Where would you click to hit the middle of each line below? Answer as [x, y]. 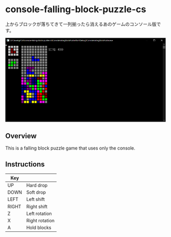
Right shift [37, 206]
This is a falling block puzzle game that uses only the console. [70, 148]
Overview [21, 136]
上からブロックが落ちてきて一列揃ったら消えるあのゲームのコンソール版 [81, 24]
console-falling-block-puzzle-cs [76, 9]
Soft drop [36, 192]
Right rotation [40, 221]
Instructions [25, 164]
